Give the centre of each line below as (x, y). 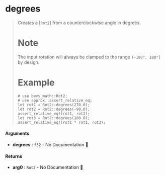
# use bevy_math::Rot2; (43, 96)
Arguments (17, 133)
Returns (14, 156)
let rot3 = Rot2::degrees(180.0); (54, 118)
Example (36, 83)
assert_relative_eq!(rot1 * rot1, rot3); (61, 122)
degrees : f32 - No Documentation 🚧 (51, 145)
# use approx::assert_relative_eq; (55, 100)
